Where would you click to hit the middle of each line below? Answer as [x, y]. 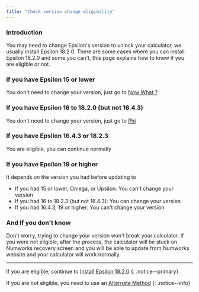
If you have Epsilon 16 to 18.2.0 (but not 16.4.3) [75, 108]
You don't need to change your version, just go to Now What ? [82, 92]
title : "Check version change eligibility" [61, 12]
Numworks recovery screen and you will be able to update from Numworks [98, 248]
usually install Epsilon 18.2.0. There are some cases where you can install [95, 52]
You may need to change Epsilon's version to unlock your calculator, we [94, 45]
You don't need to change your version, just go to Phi [71, 121]
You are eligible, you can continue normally [59, 149]
